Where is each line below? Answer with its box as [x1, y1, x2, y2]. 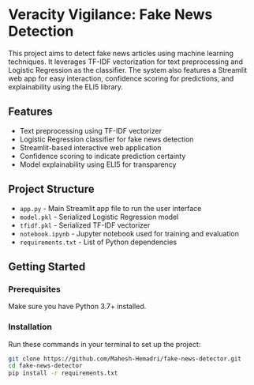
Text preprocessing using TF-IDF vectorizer [19, 126, 162, 135]
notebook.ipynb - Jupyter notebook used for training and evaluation [19, 228, 239, 238]
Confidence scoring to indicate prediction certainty [19, 151, 186, 160]
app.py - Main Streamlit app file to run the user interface [19, 203, 202, 213]
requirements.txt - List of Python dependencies [19, 237, 177, 247]
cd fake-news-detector [8, 362, 83, 370]
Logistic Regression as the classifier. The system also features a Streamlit [8, 65, 248, 74]
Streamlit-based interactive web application [19, 142, 162, 152]
